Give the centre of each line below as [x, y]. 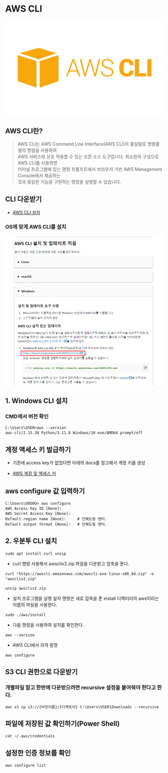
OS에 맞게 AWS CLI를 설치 [36, 227]
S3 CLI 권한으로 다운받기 [41, 672]
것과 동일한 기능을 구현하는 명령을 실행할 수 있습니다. [69, 182]
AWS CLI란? [24, 131]
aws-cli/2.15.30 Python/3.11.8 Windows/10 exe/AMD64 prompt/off [74, 433]
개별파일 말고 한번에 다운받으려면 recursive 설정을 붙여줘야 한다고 [80, 688]
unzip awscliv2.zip [26, 588]
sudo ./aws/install [26, 615]
